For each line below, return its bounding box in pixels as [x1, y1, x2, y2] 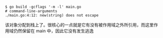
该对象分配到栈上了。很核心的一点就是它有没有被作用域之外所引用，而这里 [5, 22, 154, 27]
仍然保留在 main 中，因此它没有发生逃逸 [13, 28, 94, 34]
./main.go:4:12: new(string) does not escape [5, 13, 98, 18]
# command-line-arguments [5, 9, 57, 13]
